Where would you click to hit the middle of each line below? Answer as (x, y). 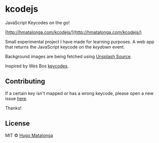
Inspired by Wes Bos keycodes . (37, 66)
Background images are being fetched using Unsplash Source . (68, 56)
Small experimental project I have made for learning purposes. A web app (80, 42)
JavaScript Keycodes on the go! (37, 23)
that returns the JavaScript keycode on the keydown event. (65, 47)
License (17, 124)
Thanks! (13, 108)
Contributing (25, 81)
